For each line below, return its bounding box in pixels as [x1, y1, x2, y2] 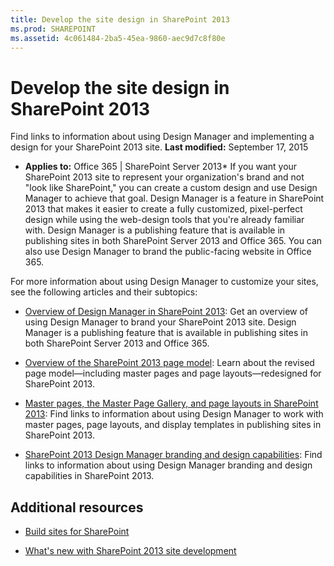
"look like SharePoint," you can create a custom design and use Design [24, 182, 318, 194]
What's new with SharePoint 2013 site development [24, 545, 237, 557]
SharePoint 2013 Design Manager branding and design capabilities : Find [24, 449, 323, 461]
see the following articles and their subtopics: [10, 286, 198, 298]
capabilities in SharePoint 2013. [24, 470, 155, 482]
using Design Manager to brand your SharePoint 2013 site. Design [24, 316, 297, 328]
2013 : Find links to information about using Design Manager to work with [24, 408, 324, 420]
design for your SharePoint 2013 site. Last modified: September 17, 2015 [10, 141, 309, 153]
